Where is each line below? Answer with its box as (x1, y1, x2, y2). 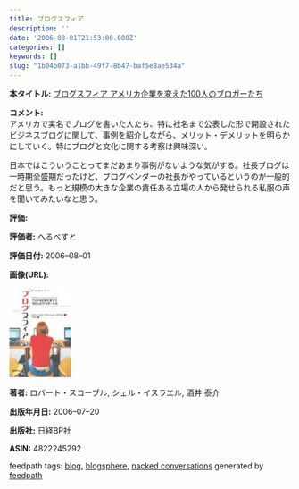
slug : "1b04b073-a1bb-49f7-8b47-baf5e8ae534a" (9, 62, 186, 71)
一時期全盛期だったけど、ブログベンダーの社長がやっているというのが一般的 (9, 171, 290, 181)
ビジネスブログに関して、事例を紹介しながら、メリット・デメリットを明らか (9, 130, 290, 140)
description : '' (9, 23, 70, 33)
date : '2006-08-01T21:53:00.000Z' (9, 33, 138, 42)
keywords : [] (9, 52, 58, 62)
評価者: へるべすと (9, 232, 78, 241)
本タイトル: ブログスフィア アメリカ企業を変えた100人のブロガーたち (9, 89, 263, 98)
